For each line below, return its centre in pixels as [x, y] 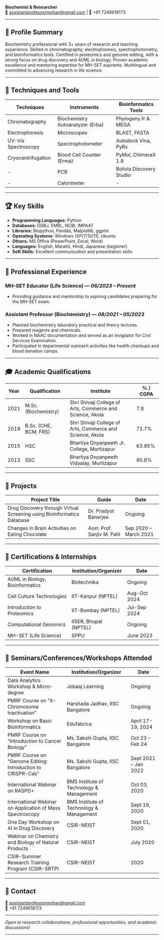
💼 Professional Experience [46, 272]
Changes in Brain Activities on [42, 528]
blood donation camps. [35, 351]
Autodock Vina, [133, 140]
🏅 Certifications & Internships [51, 557]
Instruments [84, 107]
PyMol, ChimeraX [136, 155]
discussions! [18, 928]
